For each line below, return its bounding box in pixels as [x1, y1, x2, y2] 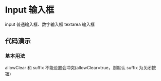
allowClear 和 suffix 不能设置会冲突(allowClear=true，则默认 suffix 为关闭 [5, 65, 152, 70]
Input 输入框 [5, 4, 54, 16]
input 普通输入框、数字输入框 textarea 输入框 [5, 21, 95, 27]
